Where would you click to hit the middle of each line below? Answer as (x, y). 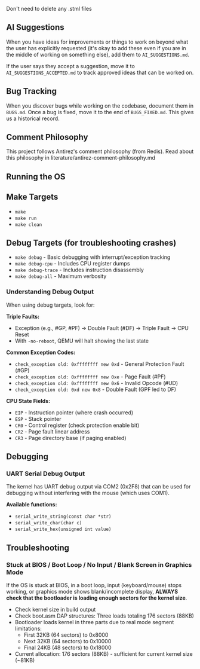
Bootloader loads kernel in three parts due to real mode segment (94, 622)
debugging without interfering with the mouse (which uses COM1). (88, 493)
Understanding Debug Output (50, 292)
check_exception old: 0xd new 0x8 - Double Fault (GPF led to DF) (96, 389)
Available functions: (32, 505)
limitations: (28, 629)
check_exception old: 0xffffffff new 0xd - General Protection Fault (99, 363)
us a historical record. (33, 118)
